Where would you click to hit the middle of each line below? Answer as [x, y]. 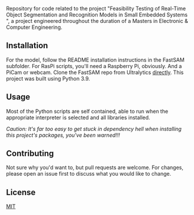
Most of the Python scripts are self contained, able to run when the [87, 111]
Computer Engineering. [34, 27]
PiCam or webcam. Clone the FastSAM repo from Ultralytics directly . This [95, 72]
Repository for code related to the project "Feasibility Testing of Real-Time [96, 9]
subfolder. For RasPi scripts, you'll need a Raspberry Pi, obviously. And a [94, 66]
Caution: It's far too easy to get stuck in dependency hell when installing [94, 129]
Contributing [30, 154]
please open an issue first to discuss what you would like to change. [89, 174]
